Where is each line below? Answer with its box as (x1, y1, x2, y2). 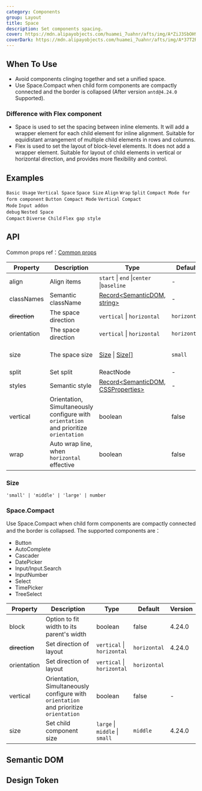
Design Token (6, 775, 59, 786)
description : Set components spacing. (6, 25, 103, 32)
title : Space (6, 20, 39, 26)
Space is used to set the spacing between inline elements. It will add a (14, 123, 189, 130)
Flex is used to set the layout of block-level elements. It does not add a (14, 142, 191, 150)
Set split (49, 367, 73, 376)
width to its (45, 623, 77, 631)
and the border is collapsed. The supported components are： (6, 527, 161, 535)
